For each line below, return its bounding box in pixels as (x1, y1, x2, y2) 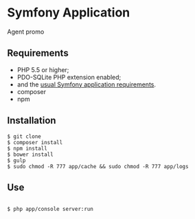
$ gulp (7, 157, 26, 164)
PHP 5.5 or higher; (16, 65, 69, 73)
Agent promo (7, 27, 45, 36)
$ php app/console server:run (7, 206, 94, 213)
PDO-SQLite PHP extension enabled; (16, 73, 122, 81)
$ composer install (7, 139, 63, 146)
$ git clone (7, 132, 41, 140)
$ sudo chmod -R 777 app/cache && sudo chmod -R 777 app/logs (7, 163, 189, 170)
